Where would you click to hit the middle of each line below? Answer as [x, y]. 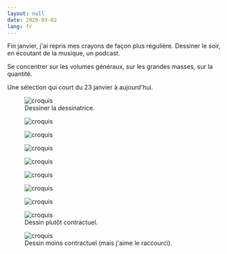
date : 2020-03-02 [32, 20]
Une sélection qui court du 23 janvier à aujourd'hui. [80, 88]
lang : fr [20, 26]
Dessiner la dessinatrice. [60, 108]
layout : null [26, 13]
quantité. [20, 74]
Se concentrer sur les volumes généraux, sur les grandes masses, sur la [110, 67]
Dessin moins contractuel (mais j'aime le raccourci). [99, 243]
